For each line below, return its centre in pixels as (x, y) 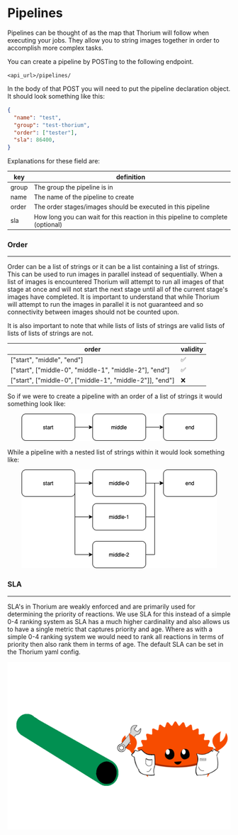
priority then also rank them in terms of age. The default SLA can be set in (115, 644)
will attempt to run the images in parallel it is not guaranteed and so (106, 305)
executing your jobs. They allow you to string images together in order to (113, 40)
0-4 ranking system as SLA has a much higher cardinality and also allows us (119, 621)
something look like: (36, 404)
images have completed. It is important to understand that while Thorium (113, 297)
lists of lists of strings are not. (51, 333)
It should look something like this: (56, 96)
